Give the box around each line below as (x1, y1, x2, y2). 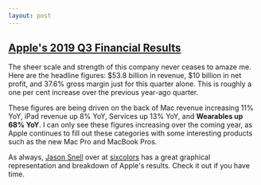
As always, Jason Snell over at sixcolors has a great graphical (8, 152, 211, 162)
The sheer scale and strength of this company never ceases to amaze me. (8, 62, 252, 72)
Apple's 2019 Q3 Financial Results (8, 41, 181, 55)
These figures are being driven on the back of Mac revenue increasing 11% (8, 103, 254, 112)
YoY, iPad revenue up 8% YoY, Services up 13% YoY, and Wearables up (8, 112, 243, 121)
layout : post (8, 11, 52, 20)
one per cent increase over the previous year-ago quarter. (8, 88, 199, 97)
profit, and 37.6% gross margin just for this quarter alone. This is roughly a (8, 79, 252, 89)
